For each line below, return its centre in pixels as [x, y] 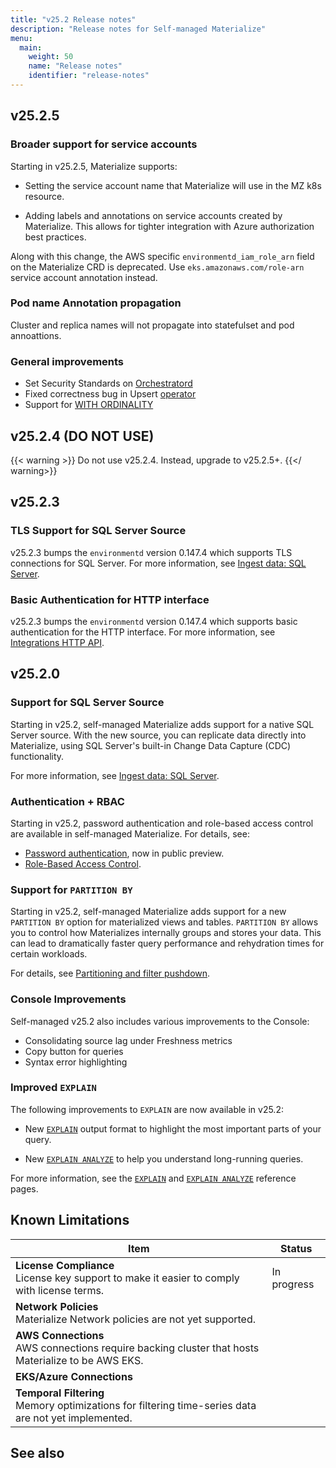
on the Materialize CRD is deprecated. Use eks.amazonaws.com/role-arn [157, 267]
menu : [21, 38]
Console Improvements [68, 999]
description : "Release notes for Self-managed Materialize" [138, 29]
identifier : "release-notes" [89, 76]
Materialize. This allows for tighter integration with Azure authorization [169, 226]
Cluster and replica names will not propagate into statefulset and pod [152, 325]
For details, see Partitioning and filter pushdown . [110, 973]
